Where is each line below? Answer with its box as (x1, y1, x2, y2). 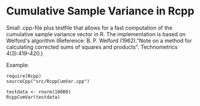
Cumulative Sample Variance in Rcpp (6, 4, 195, 18)
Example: (6, 61, 29, 69)
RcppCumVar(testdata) (6, 94, 61, 100)
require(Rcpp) (6, 73, 42, 79)
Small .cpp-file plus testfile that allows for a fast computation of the (6, 24, 173, 31)
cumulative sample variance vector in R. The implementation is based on (6, 30, 186, 37)
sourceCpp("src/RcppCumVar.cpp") (6, 78, 90, 84)
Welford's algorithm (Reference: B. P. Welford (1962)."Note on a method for (6, 37, 192, 44)
